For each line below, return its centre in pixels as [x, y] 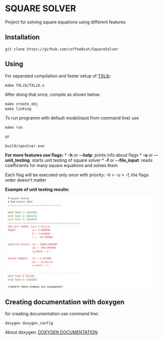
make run [14, 127]
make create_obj [21, 104]
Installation [22, 37]
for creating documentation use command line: [52, 314]
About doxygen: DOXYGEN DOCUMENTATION [51, 332]
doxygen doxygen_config [29, 323]
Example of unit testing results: [37, 189]
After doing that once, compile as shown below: [53, 94]
